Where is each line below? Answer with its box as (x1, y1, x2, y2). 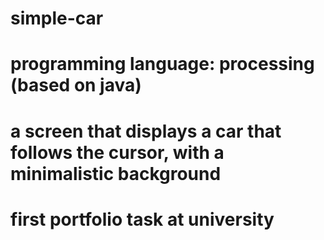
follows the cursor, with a (10, 141, 225, 164)
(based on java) (10, 74, 142, 97)
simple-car (10, 7, 104, 30)
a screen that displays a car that (10, 120, 282, 142)
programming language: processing (10, 53, 315, 76)
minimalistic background (10, 162, 222, 185)
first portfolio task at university (10, 208, 275, 231)
